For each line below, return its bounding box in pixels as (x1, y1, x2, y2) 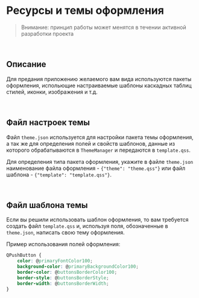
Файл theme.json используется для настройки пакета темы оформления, (6, 134, 194, 141)
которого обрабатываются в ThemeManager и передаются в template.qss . (6, 146, 191, 154)
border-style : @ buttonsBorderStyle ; (17, 274, 110, 281)
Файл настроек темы (6, 117, 90, 128)
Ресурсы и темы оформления (6, 4, 165, 18)
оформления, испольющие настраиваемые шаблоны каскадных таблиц (6, 82, 192, 89)
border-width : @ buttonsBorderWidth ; (17, 280, 110, 287)
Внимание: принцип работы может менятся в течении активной (21, 24, 186, 31)
